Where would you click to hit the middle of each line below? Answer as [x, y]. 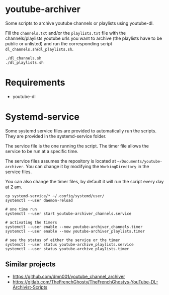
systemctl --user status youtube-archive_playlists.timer [67, 249]
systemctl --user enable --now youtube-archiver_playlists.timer [75, 231]
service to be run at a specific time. [42, 151]
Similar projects [30, 265]
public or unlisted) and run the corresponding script [59, 43]
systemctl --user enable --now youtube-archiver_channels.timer [74, 227]
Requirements [35, 83]
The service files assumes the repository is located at [61, 161]
